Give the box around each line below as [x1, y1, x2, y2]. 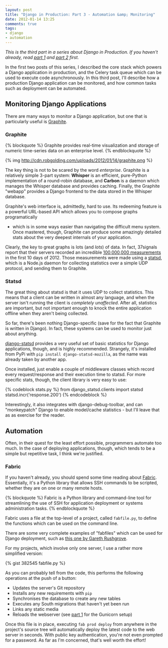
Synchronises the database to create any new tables [12, 595, 121, 601]
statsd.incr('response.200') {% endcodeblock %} [5, 392, 107, 398]
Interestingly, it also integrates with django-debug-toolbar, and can [5, 402, 143, 408]
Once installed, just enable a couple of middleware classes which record [5, 366, 154, 372]
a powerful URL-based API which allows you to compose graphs [5, 208, 138, 214]
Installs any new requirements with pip [12, 590, 92, 596]
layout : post [5, 7, 32, 13]
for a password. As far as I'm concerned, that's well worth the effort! [5, 637, 146, 643]
